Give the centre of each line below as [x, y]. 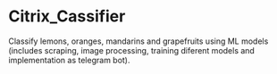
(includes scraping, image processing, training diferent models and [132, 50]
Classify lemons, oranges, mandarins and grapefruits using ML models [138, 41]
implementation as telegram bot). [69, 60]
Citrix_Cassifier [67, 16]
